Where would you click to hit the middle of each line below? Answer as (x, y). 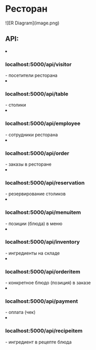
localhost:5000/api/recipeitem (44, 331)
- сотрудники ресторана (32, 135)
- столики (16, 105)
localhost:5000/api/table (37, 93)
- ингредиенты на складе (33, 253)
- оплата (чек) (20, 312)
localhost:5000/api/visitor (38, 64)
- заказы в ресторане (29, 164)
